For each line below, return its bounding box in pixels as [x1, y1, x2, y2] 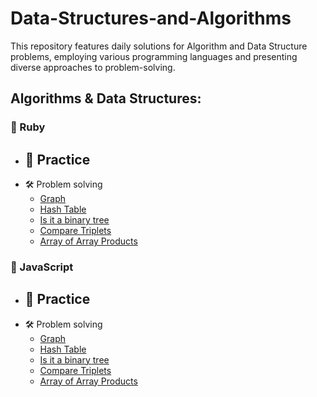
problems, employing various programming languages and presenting [10, 50, 298, 62]
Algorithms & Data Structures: [10, 90, 202, 107]
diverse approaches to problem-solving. [10, 61, 176, 73]
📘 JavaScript [10, 260, 74, 274]
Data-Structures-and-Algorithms [10, 7, 292, 30]
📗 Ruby [10, 120, 46, 134]
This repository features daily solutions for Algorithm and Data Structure [10, 40, 308, 52]
